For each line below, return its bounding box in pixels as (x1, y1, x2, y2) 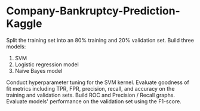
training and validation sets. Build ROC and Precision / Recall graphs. (6, 91, 175, 98)
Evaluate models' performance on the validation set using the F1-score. (6, 97, 182, 105)
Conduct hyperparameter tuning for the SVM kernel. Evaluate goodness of (6, 79, 189, 86)
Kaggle (6, 17, 43, 30)
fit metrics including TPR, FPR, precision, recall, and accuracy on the (6, 85, 175, 92)
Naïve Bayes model (14, 67, 63, 74)
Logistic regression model (14, 61, 79, 68)
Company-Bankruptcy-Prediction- (6, 4, 180, 18)
